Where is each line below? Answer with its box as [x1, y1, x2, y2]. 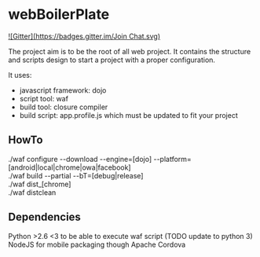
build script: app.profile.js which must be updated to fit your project [19, 110, 238, 119]
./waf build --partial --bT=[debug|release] [8, 171, 144, 180]
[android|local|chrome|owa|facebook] [8, 163, 131, 172]
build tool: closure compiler [19, 102, 108, 112]
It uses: [8, 70, 32, 79]
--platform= [152, 154, 192, 163]
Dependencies [8, 211, 81, 224]
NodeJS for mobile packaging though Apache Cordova [8, 240, 186, 249]
